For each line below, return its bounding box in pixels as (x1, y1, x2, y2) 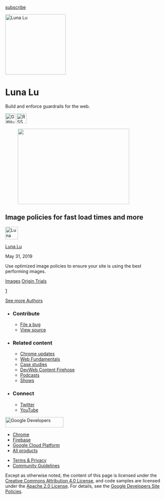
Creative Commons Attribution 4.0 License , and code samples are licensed (5, 477, 160, 483)
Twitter (20, 401, 35, 407)
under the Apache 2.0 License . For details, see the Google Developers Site (5, 483, 160, 489)
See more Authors (5, 297, 43, 303)
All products (12, 447, 38, 453)
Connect (12, 390, 34, 397)
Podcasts (20, 372, 40, 378)
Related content (12, 339, 53, 346)
